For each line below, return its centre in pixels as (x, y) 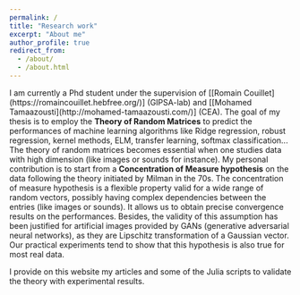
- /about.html (43, 68)
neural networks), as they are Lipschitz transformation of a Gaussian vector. (149, 235)
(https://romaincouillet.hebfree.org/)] (77, 102)
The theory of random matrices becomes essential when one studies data (146, 149)
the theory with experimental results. (77, 281)
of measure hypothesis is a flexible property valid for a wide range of (137, 188)
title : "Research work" (54, 26)
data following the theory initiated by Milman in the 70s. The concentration (146, 178)
